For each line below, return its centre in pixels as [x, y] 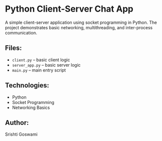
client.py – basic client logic [41, 60]
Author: [17, 123]
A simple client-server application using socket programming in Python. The [81, 22]
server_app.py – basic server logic [46, 65]
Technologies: [27, 85]
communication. [21, 33]
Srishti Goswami [21, 134]
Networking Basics [31, 107]
